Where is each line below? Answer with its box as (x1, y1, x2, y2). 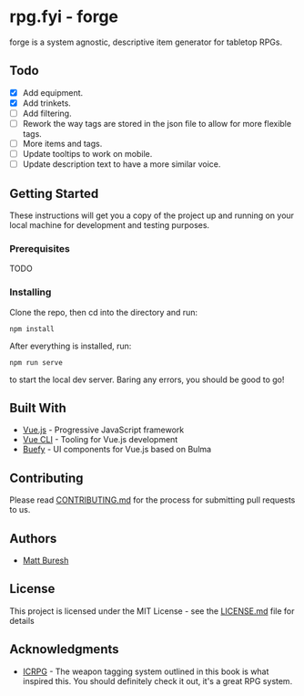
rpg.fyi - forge (9, 6, 119, 27)
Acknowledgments (9, 641, 120, 658)
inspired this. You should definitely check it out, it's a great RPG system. (22, 675, 293, 686)
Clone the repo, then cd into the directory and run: (9, 306, 198, 317)
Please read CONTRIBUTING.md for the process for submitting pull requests (9, 494, 296, 505)
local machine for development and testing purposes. (9, 220, 210, 230)
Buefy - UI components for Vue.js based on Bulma (22, 444, 212, 455)
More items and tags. (22, 139, 103, 149)
